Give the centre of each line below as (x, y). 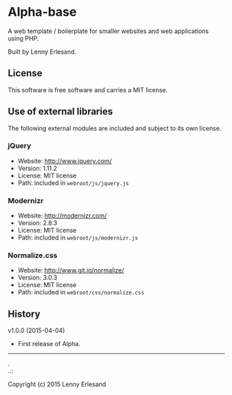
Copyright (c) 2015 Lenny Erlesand (57, 384)
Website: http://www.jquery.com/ (65, 161)
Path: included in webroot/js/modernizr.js (78, 237)
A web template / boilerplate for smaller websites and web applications (108, 31)
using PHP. (23, 38)
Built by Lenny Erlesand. (42, 52)
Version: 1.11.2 (38, 168)
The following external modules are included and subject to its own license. (115, 128)
